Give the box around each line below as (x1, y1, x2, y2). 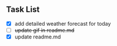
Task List (6, 5, 40, 15)
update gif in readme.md (14, 26, 75, 34)
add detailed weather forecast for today (14, 20, 111, 27)
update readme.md (14, 33, 61, 40)
